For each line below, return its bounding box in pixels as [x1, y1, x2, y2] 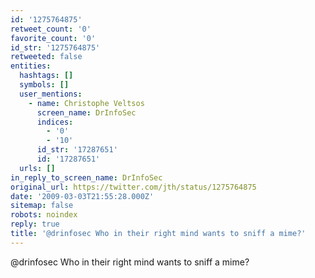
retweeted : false [10, 52, 83, 62]
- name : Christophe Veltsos [28, 98, 145, 108]
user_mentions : [19, 89, 83, 99]
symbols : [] [19, 80, 70, 90]
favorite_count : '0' [10, 33, 97, 43]
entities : [10, 61, 52, 71]
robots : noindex [10, 210, 78, 220]
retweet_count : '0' [10, 24, 92, 34]
